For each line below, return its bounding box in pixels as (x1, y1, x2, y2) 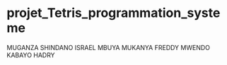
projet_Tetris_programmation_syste (6, 5, 221, 21)
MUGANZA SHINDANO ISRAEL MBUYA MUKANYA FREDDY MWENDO (6, 43, 210, 52)
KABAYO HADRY (6, 51, 55, 59)
